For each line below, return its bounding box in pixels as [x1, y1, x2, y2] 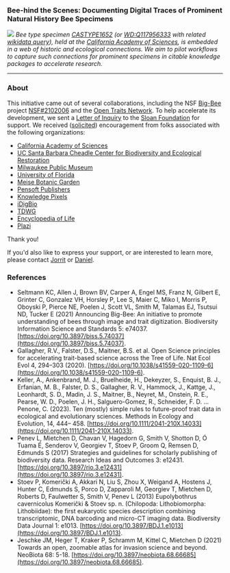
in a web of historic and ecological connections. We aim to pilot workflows [7, 45, 218, 54]
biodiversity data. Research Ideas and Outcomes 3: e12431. [16, 456, 185, 464]
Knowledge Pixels [16, 192, 68, 200]
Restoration [16, 156, 50, 164]
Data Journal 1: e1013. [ [16, 521, 82, 530]
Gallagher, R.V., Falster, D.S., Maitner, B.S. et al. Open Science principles [16, 346, 220, 355]
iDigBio [16, 200, 38, 208]
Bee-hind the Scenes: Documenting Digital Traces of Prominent [7, 5, 222, 15]
